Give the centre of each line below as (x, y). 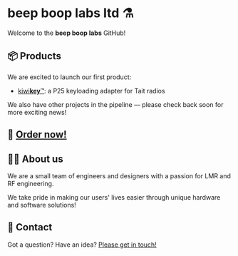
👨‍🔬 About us (35, 159)
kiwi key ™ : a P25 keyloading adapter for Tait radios (91, 91)
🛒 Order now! (37, 134)
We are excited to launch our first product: (69, 77)
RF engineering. (31, 183)
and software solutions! (42, 205)
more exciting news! (37, 112)
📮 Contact (30, 227)
